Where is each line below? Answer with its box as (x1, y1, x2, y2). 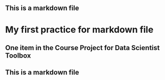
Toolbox (5, 51, 31, 60)
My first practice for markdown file (5, 24, 154, 35)
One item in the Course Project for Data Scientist (5, 43, 160, 52)
